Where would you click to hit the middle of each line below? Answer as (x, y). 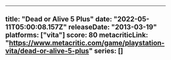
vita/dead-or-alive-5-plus (47, 51)
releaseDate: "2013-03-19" (113, 27)
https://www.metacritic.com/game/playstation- (87, 43)
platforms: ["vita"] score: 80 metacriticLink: (77, 35)
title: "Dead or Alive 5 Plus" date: (59, 19)
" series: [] (106, 51)
